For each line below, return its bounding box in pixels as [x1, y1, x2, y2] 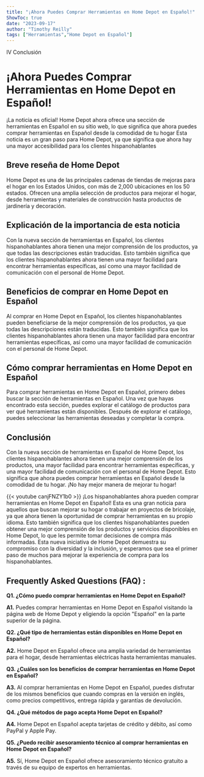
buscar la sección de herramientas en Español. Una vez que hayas [6, 395, 174, 402]
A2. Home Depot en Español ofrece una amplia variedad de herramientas [6, 647, 191, 654]
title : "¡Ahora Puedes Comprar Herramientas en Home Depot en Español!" [6, 9, 195, 15]
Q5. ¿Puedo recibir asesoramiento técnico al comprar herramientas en [6, 738, 188, 746]
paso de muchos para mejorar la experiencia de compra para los [6, 552, 169, 559]
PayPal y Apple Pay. [6, 727, 57, 734]
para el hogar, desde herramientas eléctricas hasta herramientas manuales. [6, 653, 197, 661]
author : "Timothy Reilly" [6, 26, 72, 32]
